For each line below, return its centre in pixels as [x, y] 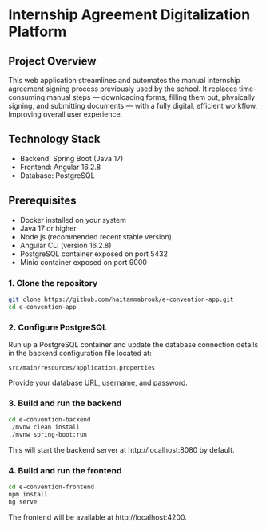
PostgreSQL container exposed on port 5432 [94, 254]
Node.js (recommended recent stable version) [95, 236]
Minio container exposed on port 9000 [83, 262]
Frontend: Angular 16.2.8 [60, 167]
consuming [27, 97]
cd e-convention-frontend [51, 487]
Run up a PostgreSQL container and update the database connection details [133, 344]
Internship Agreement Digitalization [129, 15]
